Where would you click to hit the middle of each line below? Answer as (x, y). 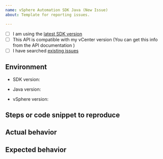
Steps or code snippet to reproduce (63, 115)
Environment (26, 67)
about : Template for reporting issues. (48, 15)
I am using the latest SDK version (47, 34)
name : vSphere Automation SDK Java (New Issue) (57, 10)
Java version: (27, 89)
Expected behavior (36, 150)
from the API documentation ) (44, 45)
